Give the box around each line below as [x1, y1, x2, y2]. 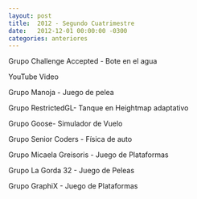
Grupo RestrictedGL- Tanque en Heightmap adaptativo [8, 103, 189, 113]
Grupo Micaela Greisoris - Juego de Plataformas [8, 150, 169, 160]
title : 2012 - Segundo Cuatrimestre [8, 19, 135, 27]
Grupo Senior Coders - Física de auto [8, 135, 133, 144]
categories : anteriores [8, 34, 88, 43]
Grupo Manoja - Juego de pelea [8, 88, 114, 97]
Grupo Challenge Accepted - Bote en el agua [8, 56, 158, 66]
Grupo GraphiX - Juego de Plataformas [8, 181, 138, 191]
